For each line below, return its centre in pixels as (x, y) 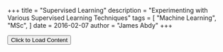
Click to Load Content (39, 40)
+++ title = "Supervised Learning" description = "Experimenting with (108, 10)
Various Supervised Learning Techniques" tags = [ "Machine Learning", (112, 18)
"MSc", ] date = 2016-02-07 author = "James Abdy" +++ (90, 25)
